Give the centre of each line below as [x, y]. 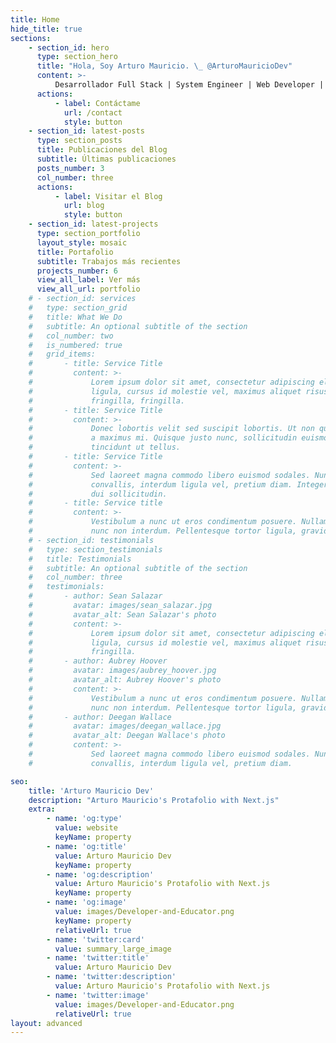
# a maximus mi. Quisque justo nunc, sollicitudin [163, 438]
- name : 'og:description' [100, 874]
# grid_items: [62, 354]
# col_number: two [71, 336]
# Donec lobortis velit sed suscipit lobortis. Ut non [171, 429]
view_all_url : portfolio [88, 289]
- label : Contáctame [97, 103]
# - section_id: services [82, 299]
